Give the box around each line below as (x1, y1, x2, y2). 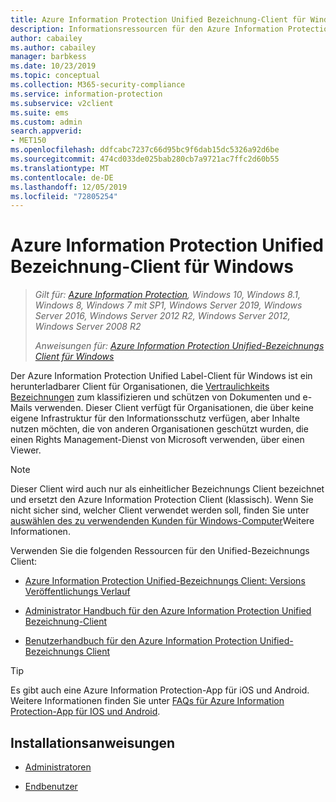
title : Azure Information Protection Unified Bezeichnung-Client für (10, 14, 307, 25)
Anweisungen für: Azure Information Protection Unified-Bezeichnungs (34, 340, 325, 352)
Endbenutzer (24, 781, 78, 792)
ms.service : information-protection (10, 89, 163, 99)
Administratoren (24, 761, 92, 773)
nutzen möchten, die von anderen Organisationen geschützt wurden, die (10, 423, 309, 435)
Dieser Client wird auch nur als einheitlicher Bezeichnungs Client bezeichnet (10, 483, 325, 495)
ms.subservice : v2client (10, 98, 114, 108)
